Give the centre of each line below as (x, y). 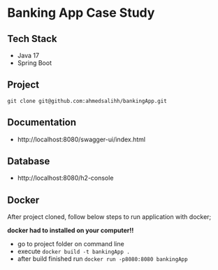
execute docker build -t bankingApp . (74, 251)
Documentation (42, 123)
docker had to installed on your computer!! (71, 230)
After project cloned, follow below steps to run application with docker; (109, 217)
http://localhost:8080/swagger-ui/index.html (81, 139)
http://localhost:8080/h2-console (65, 178)
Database (29, 161)
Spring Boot (35, 63)
